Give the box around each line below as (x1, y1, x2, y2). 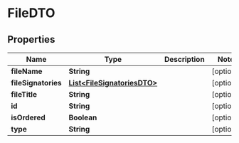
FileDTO (7, 5, 55, 21)
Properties (7, 33, 55, 46)
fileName (11, 66, 43, 76)
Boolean (68, 112, 97, 122)
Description (164, 55, 205, 64)
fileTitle (11, 90, 38, 99)
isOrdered (11, 112, 46, 122)
